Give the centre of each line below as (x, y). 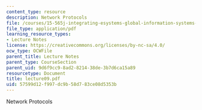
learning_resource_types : (38, 34)
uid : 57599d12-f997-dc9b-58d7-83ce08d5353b (62, 85)
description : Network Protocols (47, 17)
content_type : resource (36, 12)
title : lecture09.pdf (33, 79)
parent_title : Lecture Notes (43, 57)
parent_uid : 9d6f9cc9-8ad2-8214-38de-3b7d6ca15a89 (71, 68)
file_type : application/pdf (41, 29)
